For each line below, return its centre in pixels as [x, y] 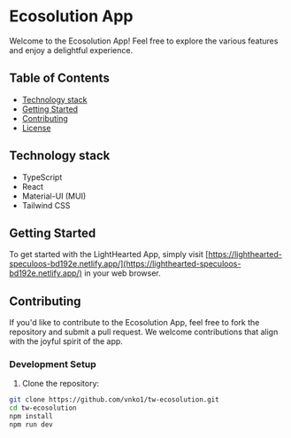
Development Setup [53, 364]
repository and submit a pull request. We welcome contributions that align [144, 332]
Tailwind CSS [46, 205]
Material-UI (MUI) [54, 196]
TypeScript [42, 177]
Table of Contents [60, 78]
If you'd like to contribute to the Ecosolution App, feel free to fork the [134, 323]
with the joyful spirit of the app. [66, 341]
